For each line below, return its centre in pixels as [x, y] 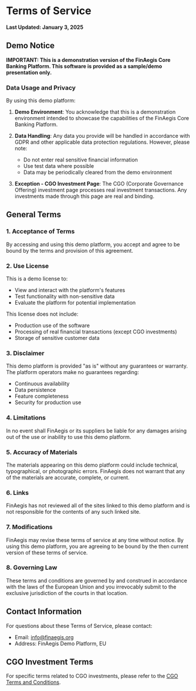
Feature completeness [42, 396]
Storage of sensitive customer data [57, 338]
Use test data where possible [59, 166]
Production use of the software [52, 326]
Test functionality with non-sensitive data [65, 296]
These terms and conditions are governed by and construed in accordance [97, 580]
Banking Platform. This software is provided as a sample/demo [84, 66]
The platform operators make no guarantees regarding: [72, 372]
